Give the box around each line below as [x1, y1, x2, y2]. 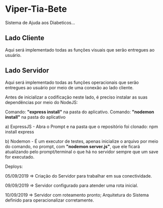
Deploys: [5, 163, 23, 169]
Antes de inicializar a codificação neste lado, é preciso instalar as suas [5, 94, 148, 100]
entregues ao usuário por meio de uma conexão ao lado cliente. [5, 84, 134, 90]
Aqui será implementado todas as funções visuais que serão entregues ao [5, 47, 155, 52]
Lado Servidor [5, 66, 49, 75]
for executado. [5, 154, 35, 160]
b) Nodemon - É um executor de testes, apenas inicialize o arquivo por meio [5, 138, 159, 144]
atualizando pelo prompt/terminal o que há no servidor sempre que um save [5, 149, 159, 155]
